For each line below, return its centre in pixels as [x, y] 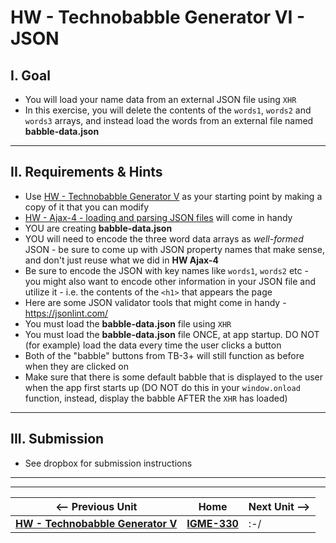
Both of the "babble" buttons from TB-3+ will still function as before [164, 355]
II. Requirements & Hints [86, 172]
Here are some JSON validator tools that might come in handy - [155, 302]
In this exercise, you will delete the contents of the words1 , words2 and [168, 110]
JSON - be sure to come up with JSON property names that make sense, [174, 249]
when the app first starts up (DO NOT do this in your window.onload [162, 387]
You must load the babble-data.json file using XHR [128, 323]
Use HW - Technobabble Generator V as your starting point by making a [173, 196]
